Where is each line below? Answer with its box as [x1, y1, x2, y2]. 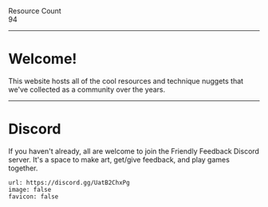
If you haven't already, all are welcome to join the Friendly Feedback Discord [8, 146, 259, 156]
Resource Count [8, 6, 61, 15]
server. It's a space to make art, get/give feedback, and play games [8, 154, 230, 164]
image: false [8, 186, 52, 193]
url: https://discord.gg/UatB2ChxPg [8, 178, 130, 186]
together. [8, 163, 38, 173]
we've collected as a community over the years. [8, 84, 166, 94]
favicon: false [8, 193, 59, 201]
